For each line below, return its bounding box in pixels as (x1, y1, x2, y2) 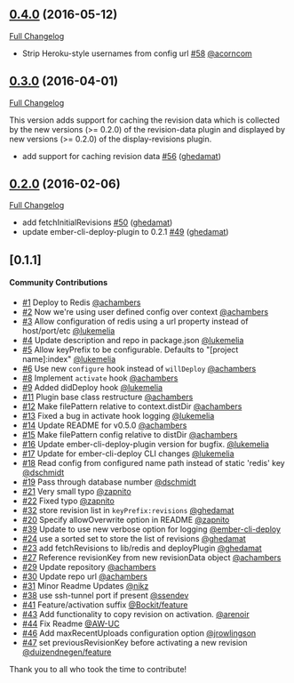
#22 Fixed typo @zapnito (21, 495, 115, 506)
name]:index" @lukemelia (21, 354, 116, 365)
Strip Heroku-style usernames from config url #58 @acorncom (21, 48, 253, 59)
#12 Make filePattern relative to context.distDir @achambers (21, 401, 242, 412)
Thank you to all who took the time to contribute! (9, 664, 187, 675)
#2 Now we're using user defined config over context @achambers (21, 307, 269, 317)
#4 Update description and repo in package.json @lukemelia (21, 335, 244, 346)
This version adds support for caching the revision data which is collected (9, 115, 280, 125)
